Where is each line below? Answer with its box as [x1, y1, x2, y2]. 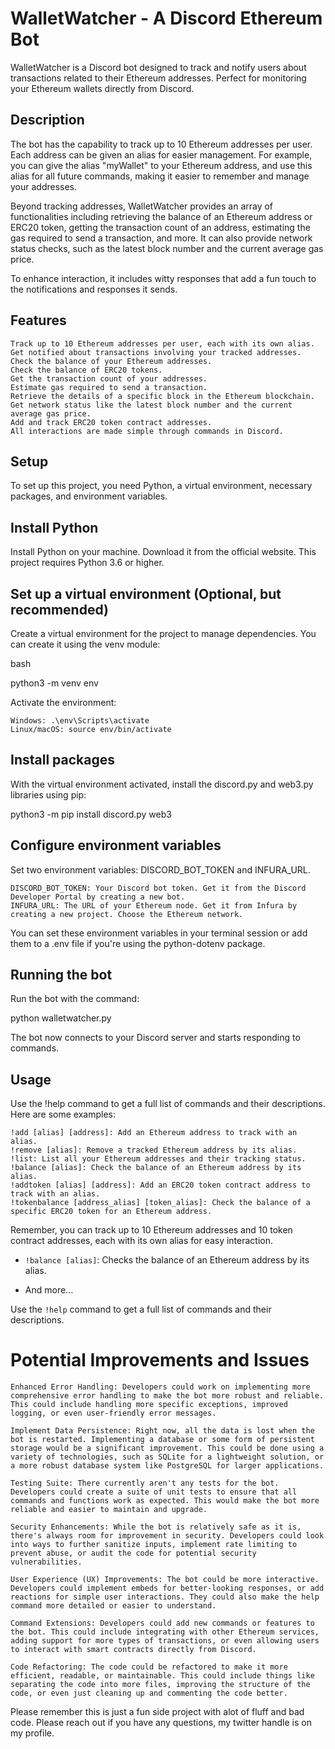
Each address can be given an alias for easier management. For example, [10, 148, 313, 161]
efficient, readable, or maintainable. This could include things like [10, 1671, 315, 1681]
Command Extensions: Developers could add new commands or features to [10, 1618, 315, 1629]
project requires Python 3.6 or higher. [10, 557, 165, 569]
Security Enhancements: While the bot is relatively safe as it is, [10, 1522, 302, 1532]
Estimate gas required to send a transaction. [10, 382, 208, 392]
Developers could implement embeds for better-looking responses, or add [10, 1583, 325, 1594]
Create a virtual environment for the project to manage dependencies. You [10, 628, 317, 639]
